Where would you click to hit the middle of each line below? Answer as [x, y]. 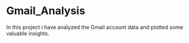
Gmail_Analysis [46, 11]
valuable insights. [28, 33]
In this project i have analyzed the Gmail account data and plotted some [95, 27]
